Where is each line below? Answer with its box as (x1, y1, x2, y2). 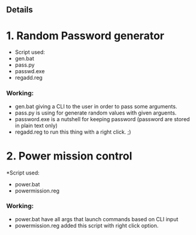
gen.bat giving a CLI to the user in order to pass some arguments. (14, 103, 177, 110)
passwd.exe (14, 68, 45, 75)
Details (6, 5, 33, 15)
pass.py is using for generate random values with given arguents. (14, 109, 177, 116)
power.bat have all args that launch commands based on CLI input (14, 215, 179, 222)
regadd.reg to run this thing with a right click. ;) (14, 128, 131, 135)
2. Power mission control (6, 149, 132, 162)
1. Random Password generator (6, 29, 165, 43)
